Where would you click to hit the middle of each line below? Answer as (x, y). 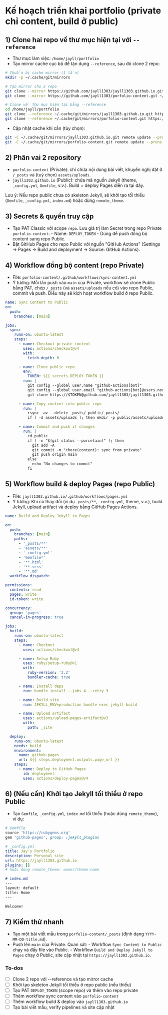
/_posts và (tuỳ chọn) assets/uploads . (51, 175)
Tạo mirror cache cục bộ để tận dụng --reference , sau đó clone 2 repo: (86, 63)
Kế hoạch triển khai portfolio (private (83, 11)
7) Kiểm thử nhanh (34, 922)
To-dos (14, 968)
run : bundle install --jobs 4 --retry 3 (66, 691)
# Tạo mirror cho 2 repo (31, 86)
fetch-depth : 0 (43, 358)
